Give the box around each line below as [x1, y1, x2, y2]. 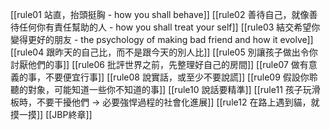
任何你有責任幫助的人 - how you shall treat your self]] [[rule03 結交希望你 [18, 21, 321, 33]
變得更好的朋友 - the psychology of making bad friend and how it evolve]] [10, 34, 314, 45]
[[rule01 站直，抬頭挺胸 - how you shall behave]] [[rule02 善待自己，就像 [10, 9, 310, 20]
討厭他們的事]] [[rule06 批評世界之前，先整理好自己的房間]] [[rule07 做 [10, 59, 300, 70]
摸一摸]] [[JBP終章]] [10, 109, 93, 120]
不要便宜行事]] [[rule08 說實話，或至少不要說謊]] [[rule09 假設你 [44, 71, 310, 83]
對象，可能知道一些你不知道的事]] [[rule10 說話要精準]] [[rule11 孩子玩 [27, 84, 312, 95]
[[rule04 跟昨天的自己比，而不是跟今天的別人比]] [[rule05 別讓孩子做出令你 [10, 46, 318, 58]
